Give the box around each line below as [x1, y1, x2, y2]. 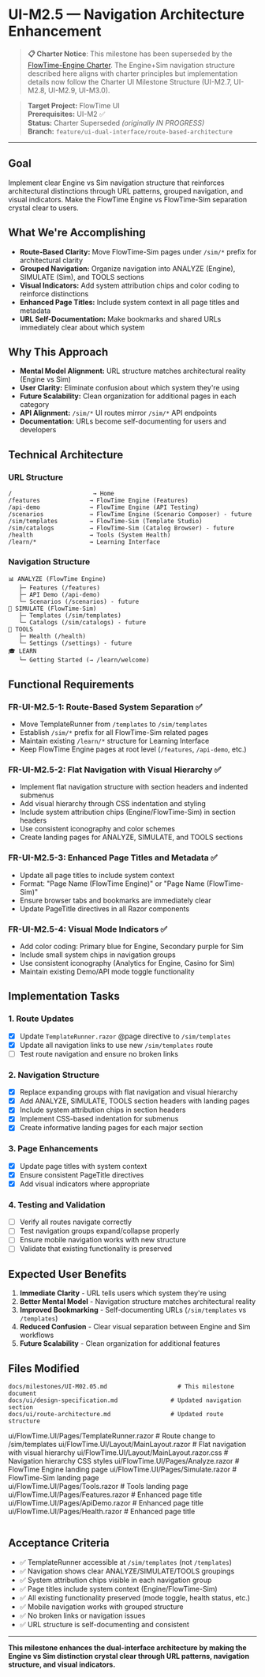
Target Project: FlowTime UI [27, 100, 120, 110]
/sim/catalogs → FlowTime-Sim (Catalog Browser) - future [8, 524, 235, 533]
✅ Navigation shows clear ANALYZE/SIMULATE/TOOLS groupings [19, 1566, 235, 1576]
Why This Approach [8, 345, 109, 359]
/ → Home [8, 490, 114, 498]
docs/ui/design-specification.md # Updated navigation [8, 1396, 242, 1404]
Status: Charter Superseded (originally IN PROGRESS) [27, 118, 205, 127]
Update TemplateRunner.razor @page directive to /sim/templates [19, 1031, 231, 1041]
